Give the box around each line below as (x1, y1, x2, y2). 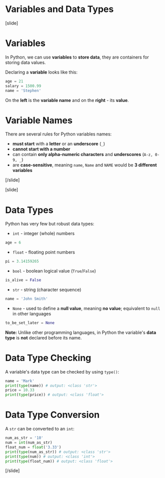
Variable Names (5, 114, 72, 126)
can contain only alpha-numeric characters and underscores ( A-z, (12, 151, 153, 157)
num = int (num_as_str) (5, 440, 52, 445)
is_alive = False (5, 277, 41, 283)
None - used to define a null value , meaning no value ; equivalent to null (12, 305, 160, 311)
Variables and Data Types (5, 3, 114, 15)
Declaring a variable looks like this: (5, 69, 78, 75)
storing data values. (5, 59, 46, 65)
